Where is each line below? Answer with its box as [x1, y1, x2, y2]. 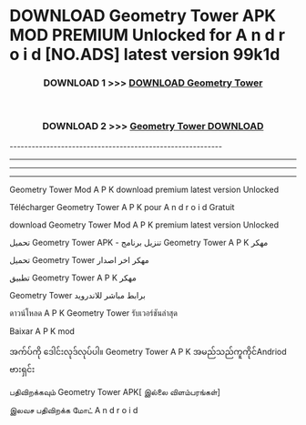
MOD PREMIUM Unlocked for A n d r [9, 25, 285, 46]
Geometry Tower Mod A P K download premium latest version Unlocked [9, 184, 280, 195]
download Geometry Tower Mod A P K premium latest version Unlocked [9, 219, 280, 230]
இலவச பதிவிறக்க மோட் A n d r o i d [9, 404, 138, 415]
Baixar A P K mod [9, 325, 76, 337]
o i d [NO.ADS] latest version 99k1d [9, 45, 280, 65]
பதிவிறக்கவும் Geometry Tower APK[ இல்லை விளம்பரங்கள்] [9, 386, 221, 397]
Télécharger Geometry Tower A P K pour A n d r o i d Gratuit [9, 201, 235, 212]
